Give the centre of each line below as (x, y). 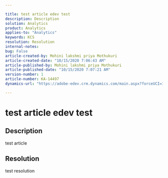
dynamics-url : (20, 84)
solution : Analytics (27, 23)
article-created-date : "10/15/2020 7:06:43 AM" (56, 60)
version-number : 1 (24, 75)
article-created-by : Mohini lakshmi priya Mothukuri (61, 56)
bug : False (16, 51)
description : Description (32, 19)
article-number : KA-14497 (32, 79)
